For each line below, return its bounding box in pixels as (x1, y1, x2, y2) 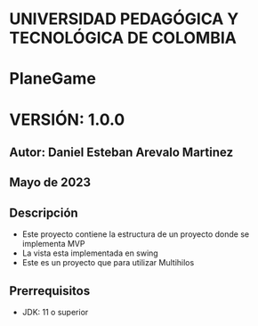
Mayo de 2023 (9, 175, 92, 191)
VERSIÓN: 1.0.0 (9, 110, 125, 129)
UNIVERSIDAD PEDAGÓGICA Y (9, 9, 239, 29)
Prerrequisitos (9, 283, 91, 298)
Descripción (9, 205, 78, 220)
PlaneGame (9, 69, 96, 89)
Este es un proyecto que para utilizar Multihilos (21, 257, 195, 268)
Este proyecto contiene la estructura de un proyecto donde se (21, 229, 250, 240)
